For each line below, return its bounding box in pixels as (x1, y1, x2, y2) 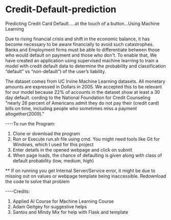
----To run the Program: (5, 120, 56, 127)
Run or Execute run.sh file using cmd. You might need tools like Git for (12, 136, 160, 142)
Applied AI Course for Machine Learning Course (12, 198, 114, 204)
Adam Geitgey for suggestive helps (12, 203, 87, 210)
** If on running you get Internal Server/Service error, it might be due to (5, 167, 156, 174)
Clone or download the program (12, 130, 80, 136)
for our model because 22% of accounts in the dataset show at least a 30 (5, 89, 160, 95)
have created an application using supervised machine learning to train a (5, 57, 159, 63)
